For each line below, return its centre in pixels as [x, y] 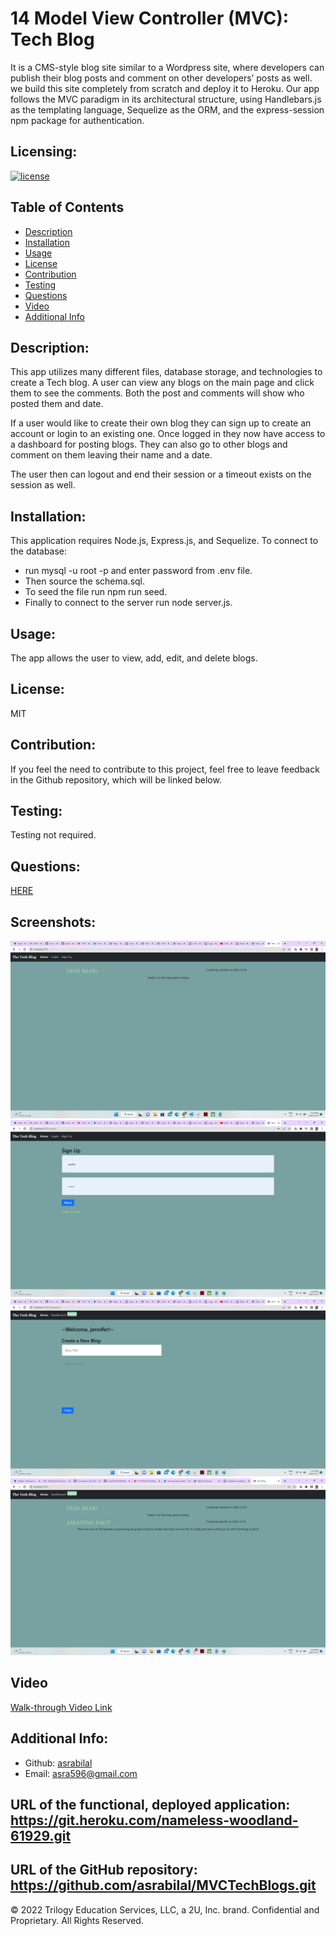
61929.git [41, 1836]
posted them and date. [57, 404]
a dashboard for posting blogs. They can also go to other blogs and [149, 444]
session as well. [43, 485]
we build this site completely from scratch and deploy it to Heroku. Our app [165, 88]
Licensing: [44, 152]
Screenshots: [53, 922]
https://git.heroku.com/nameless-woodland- [154, 1820]
